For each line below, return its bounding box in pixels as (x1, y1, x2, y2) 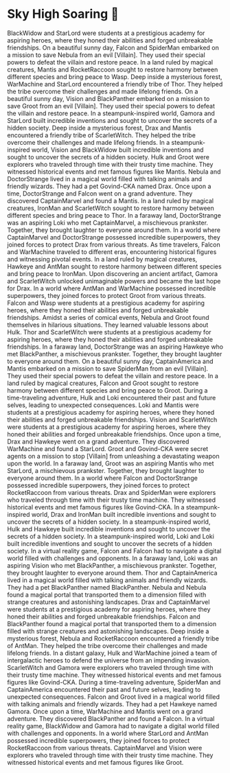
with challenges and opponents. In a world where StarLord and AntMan (7, 729, 209, 737)
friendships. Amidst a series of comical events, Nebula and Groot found (7, 313, 209, 321)
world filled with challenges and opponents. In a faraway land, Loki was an (7, 554, 218, 562)
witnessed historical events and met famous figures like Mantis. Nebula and (7, 168, 221, 176)
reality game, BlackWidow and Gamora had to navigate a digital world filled (7, 722, 220, 730)
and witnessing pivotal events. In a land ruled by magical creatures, (7, 255, 198, 263)
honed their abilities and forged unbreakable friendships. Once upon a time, (7, 430, 222, 438)
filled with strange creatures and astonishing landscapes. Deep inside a (7, 627, 209, 635)
